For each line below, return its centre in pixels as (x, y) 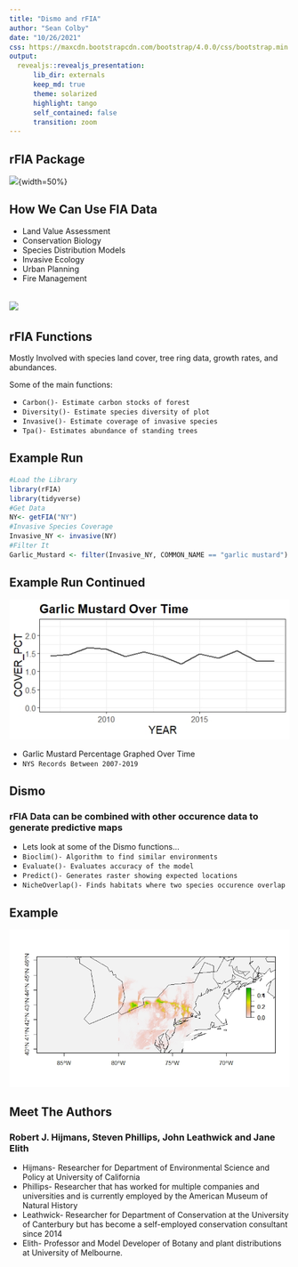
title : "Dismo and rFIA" (55, 19)
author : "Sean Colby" (49, 28)
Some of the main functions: (61, 385)
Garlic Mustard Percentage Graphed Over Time (109, 754)
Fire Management (54, 278)
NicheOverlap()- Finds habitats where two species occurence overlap (154, 885)
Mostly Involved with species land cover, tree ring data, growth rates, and (144, 358)
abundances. (33, 367)
